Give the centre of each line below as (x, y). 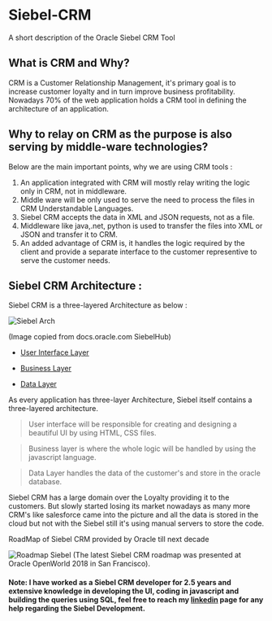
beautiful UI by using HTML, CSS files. (92, 433)
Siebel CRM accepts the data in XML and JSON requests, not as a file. (137, 216)
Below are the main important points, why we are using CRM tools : (121, 166)
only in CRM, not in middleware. (73, 191)
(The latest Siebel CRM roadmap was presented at (157, 555)
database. (45, 482)
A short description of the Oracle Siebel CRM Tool (92, 37)
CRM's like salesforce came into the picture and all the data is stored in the (134, 515)
